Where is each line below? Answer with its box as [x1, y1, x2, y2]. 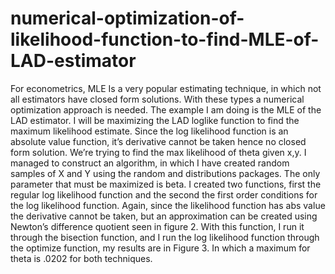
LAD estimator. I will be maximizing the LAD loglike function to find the [10, 114, 300, 126]
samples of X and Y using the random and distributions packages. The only [10, 167, 321, 179]
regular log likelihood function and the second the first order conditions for [10, 188, 318, 201]
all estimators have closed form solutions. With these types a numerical [10, 93, 305, 105]
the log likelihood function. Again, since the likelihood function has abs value [10, 199, 326, 211]
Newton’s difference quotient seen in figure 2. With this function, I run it [10, 220, 305, 232]
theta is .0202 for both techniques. [10, 252, 153, 264]
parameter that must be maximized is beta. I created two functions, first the [10, 178, 322, 190]
